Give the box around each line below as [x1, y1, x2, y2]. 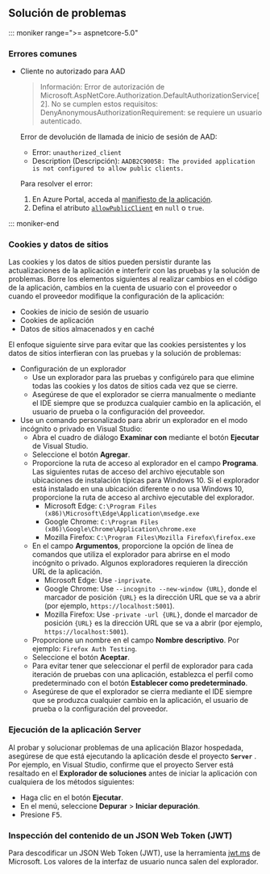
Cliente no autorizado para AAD [19, 66, 126, 76]
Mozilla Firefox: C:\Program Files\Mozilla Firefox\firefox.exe [44, 533, 256, 542]
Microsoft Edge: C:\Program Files [44, 501, 157, 511]
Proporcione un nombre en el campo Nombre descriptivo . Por [31, 635, 239, 645]
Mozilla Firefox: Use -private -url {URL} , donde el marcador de [44, 609, 258, 620]
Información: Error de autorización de [39, 82, 165, 92]
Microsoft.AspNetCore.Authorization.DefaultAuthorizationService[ [39, 90, 260, 100]
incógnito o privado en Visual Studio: [19, 424, 143, 434]
